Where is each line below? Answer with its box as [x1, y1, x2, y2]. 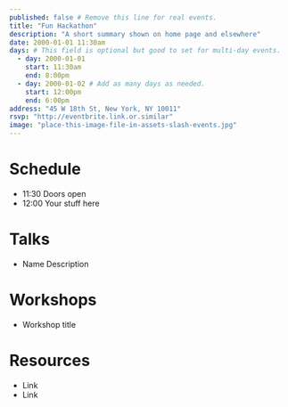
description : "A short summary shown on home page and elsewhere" [9, 29, 261, 38]
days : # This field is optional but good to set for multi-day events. [9, 46, 281, 55]
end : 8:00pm [25, 71, 70, 80]
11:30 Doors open [21, 188, 86, 199]
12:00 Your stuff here [21, 198, 100, 208]
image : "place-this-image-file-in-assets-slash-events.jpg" [9, 121, 238, 130]
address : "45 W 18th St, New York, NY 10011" [9, 104, 181, 113]
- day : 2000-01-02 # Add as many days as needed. [17, 79, 205, 88]
